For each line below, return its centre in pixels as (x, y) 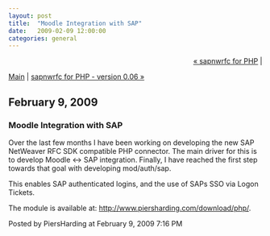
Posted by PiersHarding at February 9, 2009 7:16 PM (96, 223)
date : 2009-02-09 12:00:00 (57, 31)
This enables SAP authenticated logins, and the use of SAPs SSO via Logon (134, 184)
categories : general (43, 38)
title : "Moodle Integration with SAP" (75, 23)
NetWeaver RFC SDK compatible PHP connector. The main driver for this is (133, 151)
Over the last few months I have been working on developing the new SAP (131, 143)
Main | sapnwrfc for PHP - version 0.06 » (77, 77)
